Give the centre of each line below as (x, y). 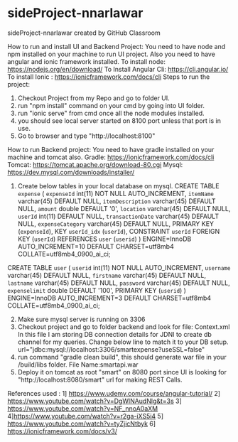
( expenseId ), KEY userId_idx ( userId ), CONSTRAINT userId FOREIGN (119, 231)
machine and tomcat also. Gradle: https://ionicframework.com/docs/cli (111, 157)
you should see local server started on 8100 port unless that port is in (119, 120)
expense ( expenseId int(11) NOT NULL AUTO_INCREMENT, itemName (116, 193)
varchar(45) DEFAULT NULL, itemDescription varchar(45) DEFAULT (117, 201)
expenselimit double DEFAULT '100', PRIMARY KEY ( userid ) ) (97, 290)
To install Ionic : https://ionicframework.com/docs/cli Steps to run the (109, 77)
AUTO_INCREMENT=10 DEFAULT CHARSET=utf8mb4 (96, 246)
